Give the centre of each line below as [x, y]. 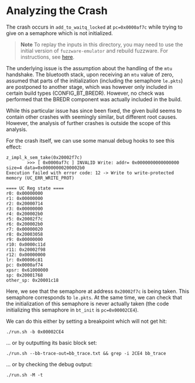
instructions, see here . [47, 57]
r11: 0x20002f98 [26, 250]
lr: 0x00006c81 [25, 260]
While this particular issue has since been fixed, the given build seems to [94, 111]
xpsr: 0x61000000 [27, 270]
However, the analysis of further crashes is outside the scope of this [88, 123]
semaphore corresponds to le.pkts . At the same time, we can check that [94, 297]
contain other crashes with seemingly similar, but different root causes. [92, 117]
